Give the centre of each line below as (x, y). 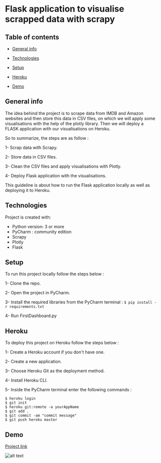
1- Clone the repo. (23, 283)
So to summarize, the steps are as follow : (47, 138)
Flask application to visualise (65, 9)
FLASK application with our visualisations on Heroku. (58, 128)
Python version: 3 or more (38, 226)
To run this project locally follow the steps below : (55, 274)
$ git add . (17, 411)
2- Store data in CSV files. (31, 157)
